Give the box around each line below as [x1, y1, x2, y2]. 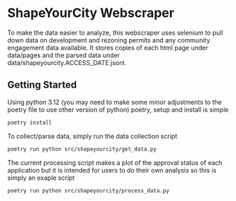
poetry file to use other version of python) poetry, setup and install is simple [7, 105, 229, 114]
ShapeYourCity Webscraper [7, 5, 175, 21]
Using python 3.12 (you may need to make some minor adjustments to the [7, 98, 222, 106]
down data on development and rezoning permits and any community [7, 35, 210, 44]
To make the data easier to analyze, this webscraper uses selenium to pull [7, 28, 223, 37]
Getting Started [7, 79, 77, 91]
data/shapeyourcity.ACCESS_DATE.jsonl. [7, 58, 127, 67]
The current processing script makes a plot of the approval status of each [7, 158, 223, 167]
